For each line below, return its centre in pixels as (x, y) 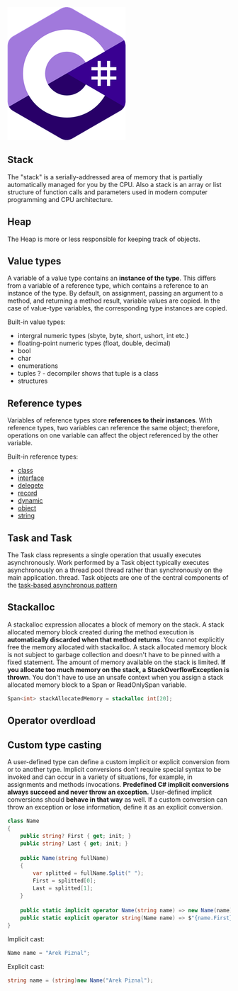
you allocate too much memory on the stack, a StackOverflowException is (118, 669)
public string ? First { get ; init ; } (76, 836)
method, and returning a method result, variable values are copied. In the (114, 301)
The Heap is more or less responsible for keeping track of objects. (104, 239)
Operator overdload (51, 721)
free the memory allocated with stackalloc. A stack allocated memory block (117, 647)
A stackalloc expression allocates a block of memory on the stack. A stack (116, 625)
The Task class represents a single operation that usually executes (104, 555)
